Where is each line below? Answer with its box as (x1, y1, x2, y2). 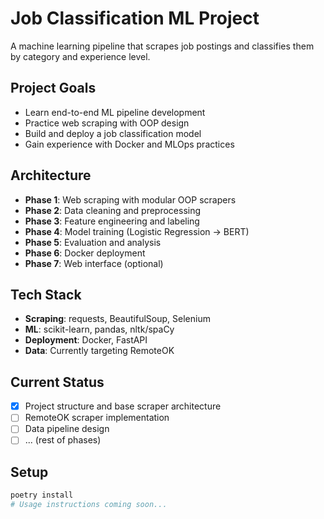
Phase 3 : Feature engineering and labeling (24, 215, 200, 227)
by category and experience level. (10, 50, 151, 62)
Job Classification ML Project (10, 7, 260, 30)
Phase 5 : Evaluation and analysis (24, 236, 162, 248)
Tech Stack (10, 286, 82, 303)
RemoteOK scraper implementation (24, 412, 170, 424)
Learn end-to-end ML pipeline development (24, 106, 206, 118)
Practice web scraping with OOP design (24, 117, 190, 129)
